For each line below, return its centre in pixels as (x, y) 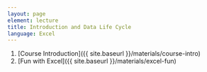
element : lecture (33, 20)
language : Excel (31, 34)
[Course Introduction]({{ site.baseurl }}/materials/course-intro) (109, 54)
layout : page (27, 14)
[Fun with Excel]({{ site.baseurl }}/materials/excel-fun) (97, 61)
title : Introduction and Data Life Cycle (69, 27)
